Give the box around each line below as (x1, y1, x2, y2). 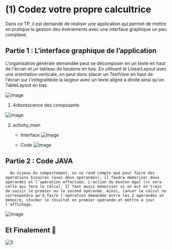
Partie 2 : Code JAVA (5, 157, 73, 166)
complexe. (5, 31, 27, 38)
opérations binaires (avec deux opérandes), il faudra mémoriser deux (5, 175, 160, 180)
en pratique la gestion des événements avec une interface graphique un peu (5, 26, 167, 32)
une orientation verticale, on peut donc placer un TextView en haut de (5, 71, 153, 77)
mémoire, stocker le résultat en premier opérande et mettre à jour (5, 197, 155, 203)
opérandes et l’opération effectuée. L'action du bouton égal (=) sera (5, 179, 162, 185)
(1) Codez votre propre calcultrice (5, 4, 151, 15)
